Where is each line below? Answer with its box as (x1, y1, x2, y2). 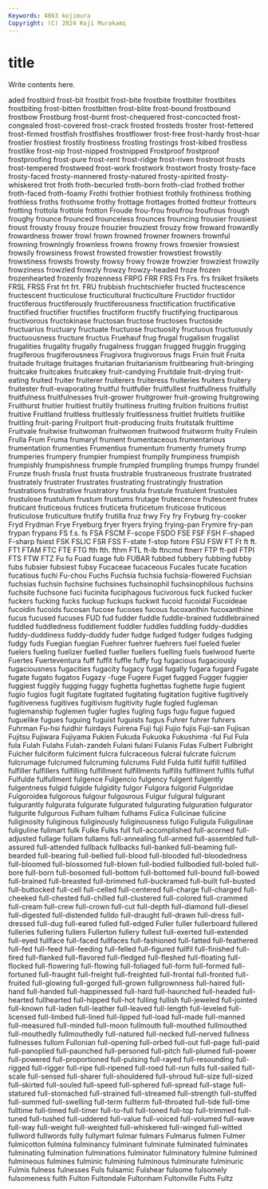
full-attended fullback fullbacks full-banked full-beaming (36, 842, 223, 852)
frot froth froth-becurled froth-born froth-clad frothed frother (43, 181, 246, 190)
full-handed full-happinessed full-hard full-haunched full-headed (26, 987, 241, 996)
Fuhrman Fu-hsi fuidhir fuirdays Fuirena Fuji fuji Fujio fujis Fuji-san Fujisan (8, 724, 250, 734)
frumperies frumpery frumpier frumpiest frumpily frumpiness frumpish (8, 452, 240, 462)
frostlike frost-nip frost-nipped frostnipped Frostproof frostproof (8, 146, 219, 156)
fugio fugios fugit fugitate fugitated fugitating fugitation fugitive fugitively (8, 690, 249, 699)
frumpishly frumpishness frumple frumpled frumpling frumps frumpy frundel (8, 460, 259, 470)
